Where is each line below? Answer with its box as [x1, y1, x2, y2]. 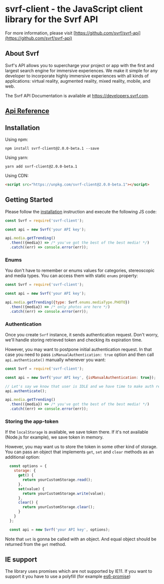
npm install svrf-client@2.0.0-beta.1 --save [5, 146, 99, 151]
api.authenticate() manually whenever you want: [5, 356, 106, 363]
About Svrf [5, 49, 40, 58]
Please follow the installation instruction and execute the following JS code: [5, 209, 157, 214]
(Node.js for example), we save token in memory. [5, 434, 104, 440]
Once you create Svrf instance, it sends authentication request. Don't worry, [5, 331, 159, 337]
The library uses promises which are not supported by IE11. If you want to [5, 568, 152, 574]
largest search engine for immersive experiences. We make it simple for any [5, 68, 158, 73]
